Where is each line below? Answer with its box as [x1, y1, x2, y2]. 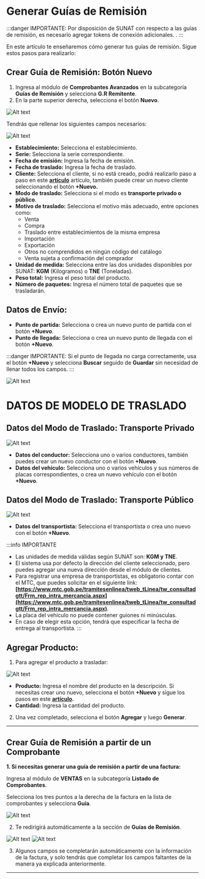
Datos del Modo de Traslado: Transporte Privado [6, 423, 195, 433]
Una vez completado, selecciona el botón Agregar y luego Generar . [15, 714, 187, 721]
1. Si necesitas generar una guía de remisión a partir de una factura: [6, 763, 181, 770]
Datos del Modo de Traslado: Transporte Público [6, 495, 194, 505]
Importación [24, 234, 55, 242]
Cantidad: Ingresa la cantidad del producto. [15, 702, 126, 709]
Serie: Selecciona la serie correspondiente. [15, 150, 124, 157]
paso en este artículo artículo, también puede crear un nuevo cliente [15, 176, 189, 184]
